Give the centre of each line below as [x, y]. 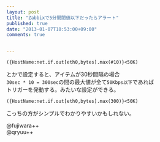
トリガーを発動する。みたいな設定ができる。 [63, 90]
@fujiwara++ [23, 125]
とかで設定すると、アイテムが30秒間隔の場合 [63, 75]
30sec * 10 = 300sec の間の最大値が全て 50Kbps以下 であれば [80, 82]
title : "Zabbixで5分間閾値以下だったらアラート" [63, 18]
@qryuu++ [20, 132]
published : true [27, 23]
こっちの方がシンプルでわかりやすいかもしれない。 [70, 113]
